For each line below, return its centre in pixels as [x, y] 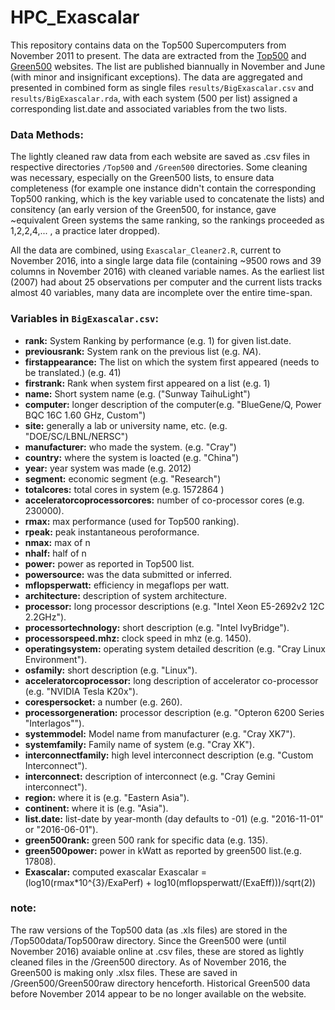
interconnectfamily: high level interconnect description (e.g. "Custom [169, 755]
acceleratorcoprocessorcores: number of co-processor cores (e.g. [164, 500]
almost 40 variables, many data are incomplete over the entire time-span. [161, 293]
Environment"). [56, 659]
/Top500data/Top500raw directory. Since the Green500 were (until [148, 940]
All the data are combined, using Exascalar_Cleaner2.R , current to [146, 250]
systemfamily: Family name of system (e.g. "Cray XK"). [139, 744]
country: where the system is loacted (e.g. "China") [132, 457]
